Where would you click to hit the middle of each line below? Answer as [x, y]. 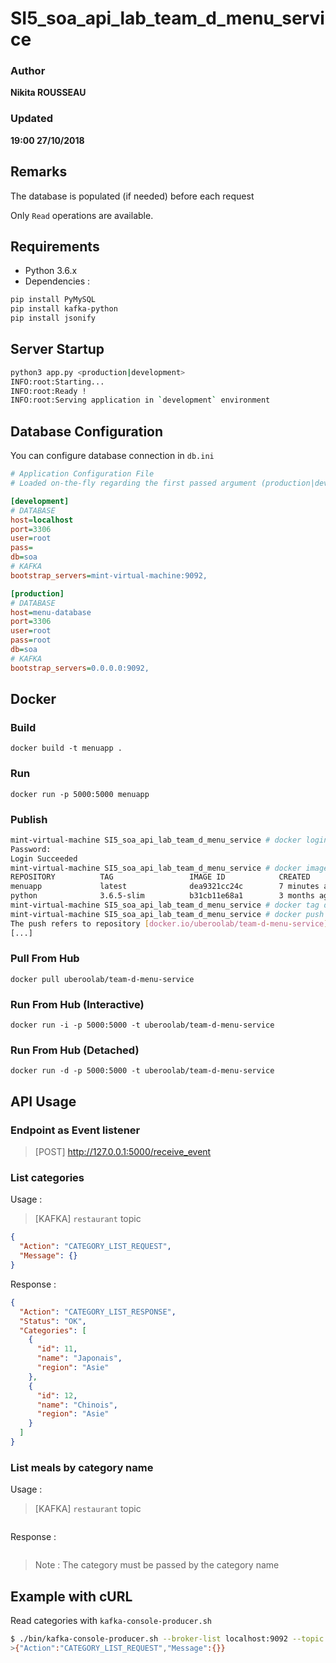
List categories [47, 1178]
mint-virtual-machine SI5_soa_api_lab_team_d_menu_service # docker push [167, 914]
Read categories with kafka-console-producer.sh [111, 1621]
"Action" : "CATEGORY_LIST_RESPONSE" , [98, 1312]
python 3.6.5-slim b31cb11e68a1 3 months [162, 896]
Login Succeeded [44, 858]
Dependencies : [57, 281]
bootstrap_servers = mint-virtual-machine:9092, [109, 575]
